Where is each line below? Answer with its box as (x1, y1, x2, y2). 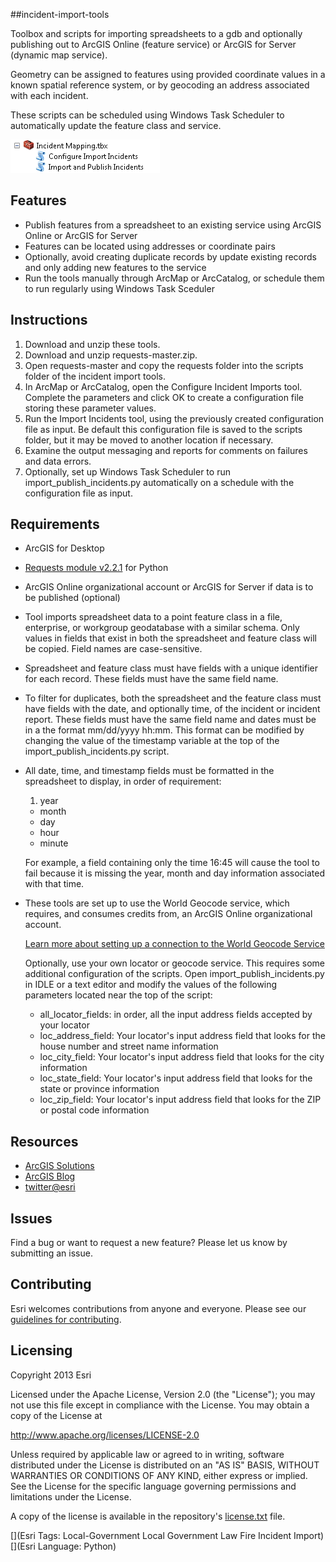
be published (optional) (24, 592, 121, 604)
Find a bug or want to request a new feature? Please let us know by (10, 1237, 288, 1249)
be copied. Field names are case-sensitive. (24, 643, 203, 655)
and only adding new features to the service (24, 261, 207, 273)
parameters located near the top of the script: (24, 989, 213, 1001)
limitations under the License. (10, 1490, 132, 1503)
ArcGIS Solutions (24, 1160, 95, 1172)
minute (39, 837, 69, 849)
